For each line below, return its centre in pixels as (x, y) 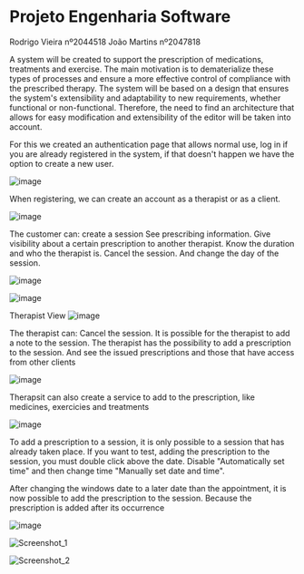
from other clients (43, 362)
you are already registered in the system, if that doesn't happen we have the (152, 154)
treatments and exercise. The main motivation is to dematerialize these (142, 69)
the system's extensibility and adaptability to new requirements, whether (145, 98)
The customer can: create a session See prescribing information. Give (140, 234)
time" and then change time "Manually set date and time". (117, 471)
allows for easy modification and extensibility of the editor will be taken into (151, 117)
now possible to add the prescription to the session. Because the (131, 498)
